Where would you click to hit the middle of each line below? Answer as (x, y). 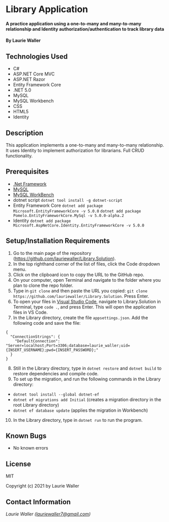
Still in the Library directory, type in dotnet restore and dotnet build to (87, 368)
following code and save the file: (47, 323)
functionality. (19, 156)
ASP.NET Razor (29, 79)
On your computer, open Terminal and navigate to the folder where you (87, 280)
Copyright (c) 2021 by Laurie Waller (43, 486)
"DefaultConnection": (37, 341)
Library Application (47, 9)
